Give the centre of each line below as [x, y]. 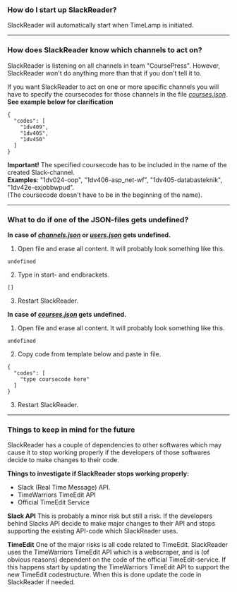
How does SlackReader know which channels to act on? [105, 50]
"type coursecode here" [55, 379]
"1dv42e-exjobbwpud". [41, 187]
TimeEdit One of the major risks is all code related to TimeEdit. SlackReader [117, 545]
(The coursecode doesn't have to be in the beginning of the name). [105, 195]
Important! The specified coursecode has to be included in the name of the [117, 164]
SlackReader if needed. [41, 582]
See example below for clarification [60, 102]
